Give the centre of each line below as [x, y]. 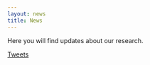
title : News [25, 20]
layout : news [27, 14]
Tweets [18, 54]
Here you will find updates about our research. [75, 40]
